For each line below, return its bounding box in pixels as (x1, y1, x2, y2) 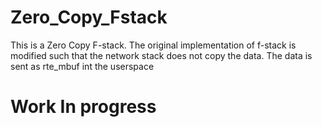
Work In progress (10, 96, 157, 118)
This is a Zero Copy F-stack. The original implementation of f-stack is (10, 39, 297, 51)
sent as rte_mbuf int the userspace (10, 60, 155, 72)
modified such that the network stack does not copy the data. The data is (10, 49, 313, 61)
